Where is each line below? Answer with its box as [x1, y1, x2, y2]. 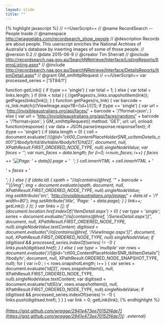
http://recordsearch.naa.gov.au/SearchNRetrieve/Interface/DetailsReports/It [5, 67, 159, 73]
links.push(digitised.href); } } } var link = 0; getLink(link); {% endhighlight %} [5, 297, 160, 302]
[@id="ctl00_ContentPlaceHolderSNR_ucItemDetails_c [50, 134, 161, 140]
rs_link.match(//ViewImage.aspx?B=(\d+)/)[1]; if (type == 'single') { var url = [5, 103, 159, 108]
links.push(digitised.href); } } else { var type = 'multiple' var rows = [5, 244, 140, 250]
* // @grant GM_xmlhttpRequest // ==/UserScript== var [34, 72, 147, 78]
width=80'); [5, 197, 29, 204]
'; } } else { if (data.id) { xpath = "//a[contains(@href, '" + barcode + [5, 177, 143, 183]
